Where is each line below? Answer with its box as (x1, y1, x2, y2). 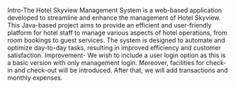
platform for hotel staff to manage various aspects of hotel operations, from (7, 28, 228, 37)
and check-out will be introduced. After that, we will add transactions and (13, 66, 228, 74)
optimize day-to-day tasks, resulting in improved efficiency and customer (7, 44, 222, 52)
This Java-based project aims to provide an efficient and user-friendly (7, 21, 212, 29)
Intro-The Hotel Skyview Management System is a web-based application (7, 6, 222, 14)
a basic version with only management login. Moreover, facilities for (7, 59, 205, 66)
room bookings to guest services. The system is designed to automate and (7, 36, 225, 44)
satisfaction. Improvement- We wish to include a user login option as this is (7, 51, 227, 59)
